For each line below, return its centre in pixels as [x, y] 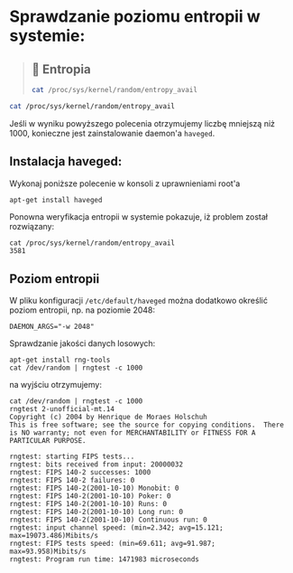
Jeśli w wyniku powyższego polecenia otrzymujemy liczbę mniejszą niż [142, 123]
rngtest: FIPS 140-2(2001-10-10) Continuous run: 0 [108, 520]
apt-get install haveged [56, 200]
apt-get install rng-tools [60, 360]
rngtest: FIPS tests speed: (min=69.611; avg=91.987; [113, 544]
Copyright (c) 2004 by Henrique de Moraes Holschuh [108, 418]
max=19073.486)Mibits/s [54, 536]
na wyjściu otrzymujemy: [55, 385]
